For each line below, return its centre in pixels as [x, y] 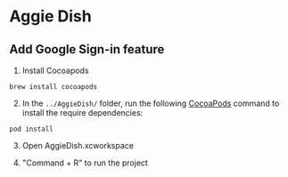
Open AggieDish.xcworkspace [78, 145]
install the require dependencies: [82, 113]
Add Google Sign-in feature [87, 49]
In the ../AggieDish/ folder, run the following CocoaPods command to [151, 103]
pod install [31, 129]
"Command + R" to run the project [85, 163]
